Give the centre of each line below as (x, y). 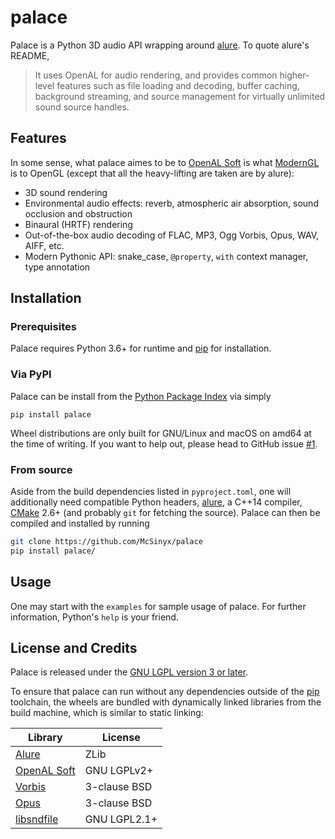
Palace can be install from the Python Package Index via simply (141, 396)
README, (30, 55)
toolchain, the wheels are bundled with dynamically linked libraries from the (166, 702)
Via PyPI (31, 374)
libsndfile (37, 819)
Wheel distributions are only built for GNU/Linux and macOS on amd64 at (161, 433)
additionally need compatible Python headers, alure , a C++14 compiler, (156, 502)
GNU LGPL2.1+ (121, 819)
